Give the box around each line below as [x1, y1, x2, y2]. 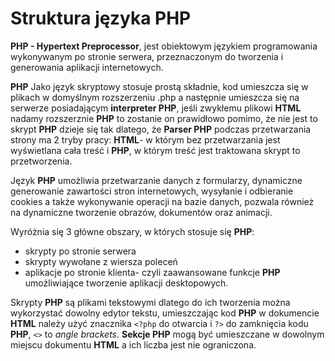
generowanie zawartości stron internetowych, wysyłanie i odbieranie [10, 185, 294, 197]
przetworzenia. [10, 155, 73, 167]
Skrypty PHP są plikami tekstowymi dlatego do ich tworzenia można [10, 296, 291, 308]
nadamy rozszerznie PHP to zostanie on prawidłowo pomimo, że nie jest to [10, 112, 318, 124]
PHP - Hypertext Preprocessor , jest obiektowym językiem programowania [10, 40, 318, 52]
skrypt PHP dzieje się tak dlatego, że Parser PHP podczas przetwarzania [10, 123, 312, 135]
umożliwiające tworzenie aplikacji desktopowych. [24, 277, 229, 289]
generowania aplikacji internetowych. [10, 61, 164, 73]
